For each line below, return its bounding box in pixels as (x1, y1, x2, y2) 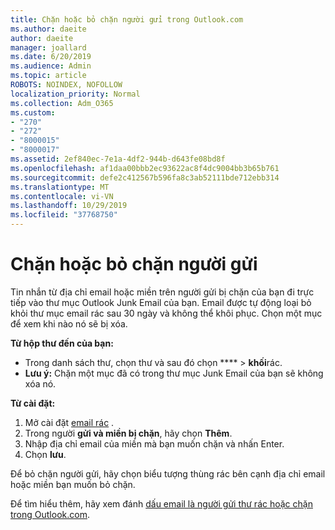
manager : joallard (10, 42, 87, 53)
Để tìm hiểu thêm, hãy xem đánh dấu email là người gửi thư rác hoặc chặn (10, 497, 313, 510)
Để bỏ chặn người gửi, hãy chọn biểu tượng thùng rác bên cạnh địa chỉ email (10, 467, 326, 480)
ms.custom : (10, 107, 56, 118)
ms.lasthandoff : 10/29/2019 (10, 201, 128, 211)
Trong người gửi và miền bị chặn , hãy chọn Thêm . (24, 427, 233, 439)
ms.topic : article (10, 71, 87, 81)
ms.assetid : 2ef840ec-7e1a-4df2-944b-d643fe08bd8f (10, 154, 226, 164)
